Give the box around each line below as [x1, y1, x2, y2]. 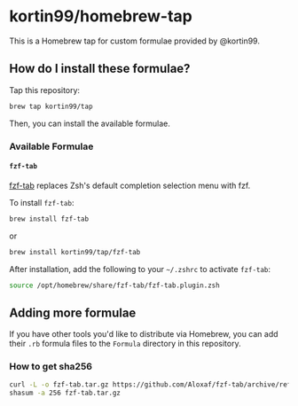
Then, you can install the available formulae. [9, 118, 171, 129]
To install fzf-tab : [9, 197, 74, 207]
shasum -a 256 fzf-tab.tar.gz [9, 388, 122, 398]
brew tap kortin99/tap [9, 102, 93, 111]
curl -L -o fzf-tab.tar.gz [9, 380, 109, 389]
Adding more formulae [9, 305, 137, 320]
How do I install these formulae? [9, 61, 191, 76]
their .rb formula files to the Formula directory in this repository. [9, 339, 241, 349]
